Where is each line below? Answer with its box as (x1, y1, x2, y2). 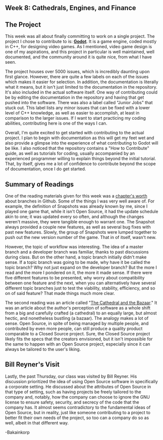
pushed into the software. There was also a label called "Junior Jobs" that (5, 100, 153, 106)
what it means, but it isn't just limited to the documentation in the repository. (5, 84, 158, 90)
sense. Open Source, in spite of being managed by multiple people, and (5, 321, 149, 327)
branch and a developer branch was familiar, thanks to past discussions (5, 249, 149, 255)
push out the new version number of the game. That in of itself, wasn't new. (5, 235, 157, 240)
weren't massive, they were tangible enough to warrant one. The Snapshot (5, 219, 155, 225)
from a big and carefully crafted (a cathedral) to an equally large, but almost (5, 310, 157, 316)
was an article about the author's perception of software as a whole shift (5, 305, 151, 311)
